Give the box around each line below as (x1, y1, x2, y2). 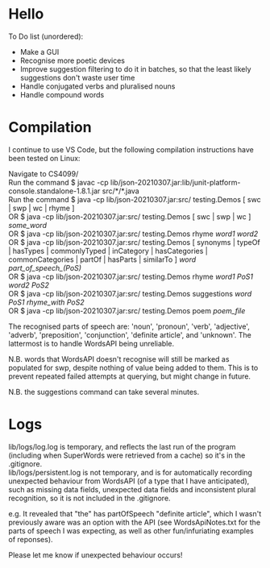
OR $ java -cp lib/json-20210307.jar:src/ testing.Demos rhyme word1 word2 (8, 229, 259, 238)
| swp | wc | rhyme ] (8, 203, 75, 213)
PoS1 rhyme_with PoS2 (8, 297, 85, 307)
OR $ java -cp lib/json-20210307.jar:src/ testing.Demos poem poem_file (8, 305, 246, 315)
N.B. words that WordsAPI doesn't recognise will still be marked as (8, 354, 230, 363)
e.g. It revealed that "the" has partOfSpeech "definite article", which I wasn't (8, 508, 262, 518)
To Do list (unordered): (8, 31, 84, 41)
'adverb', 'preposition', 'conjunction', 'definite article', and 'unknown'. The (8, 330, 251, 339)
